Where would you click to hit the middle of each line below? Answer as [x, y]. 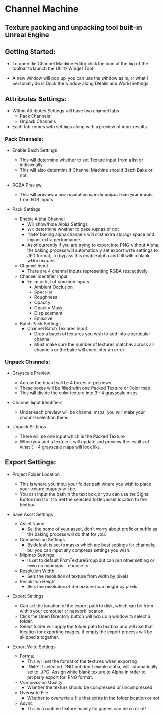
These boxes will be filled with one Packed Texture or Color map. [85, 388]
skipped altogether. [39, 637]
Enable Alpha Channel [42, 219]
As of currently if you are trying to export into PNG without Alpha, [93, 245]
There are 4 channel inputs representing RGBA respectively [87, 271]
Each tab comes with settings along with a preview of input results [80, 127]
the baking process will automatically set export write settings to [92, 250]
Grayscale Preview [31, 373]
